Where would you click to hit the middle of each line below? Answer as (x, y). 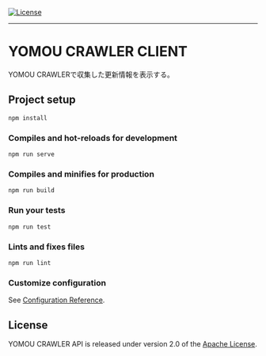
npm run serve (32, 154)
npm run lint (30, 263)
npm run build (32, 191)
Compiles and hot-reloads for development (93, 138)
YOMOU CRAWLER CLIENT (98, 52)
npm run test (30, 227)
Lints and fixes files (47, 247)
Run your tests (37, 210)
